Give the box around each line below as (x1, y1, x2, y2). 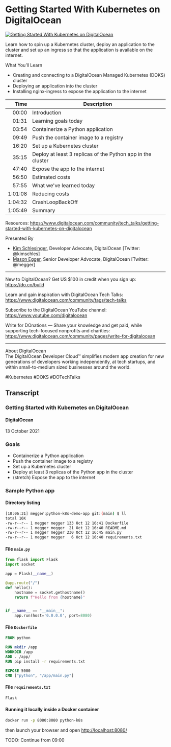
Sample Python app (5, 487, 55, 494)
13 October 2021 (5, 428, 40, 434)
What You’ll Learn (5, 62, 42, 68)
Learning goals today (32, 117, 83, 124)
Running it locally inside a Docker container (5, 707, 99, 713)
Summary (32, 207, 55, 214)
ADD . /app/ (5, 654, 31, 660)
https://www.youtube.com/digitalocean (5, 312, 88, 318)
